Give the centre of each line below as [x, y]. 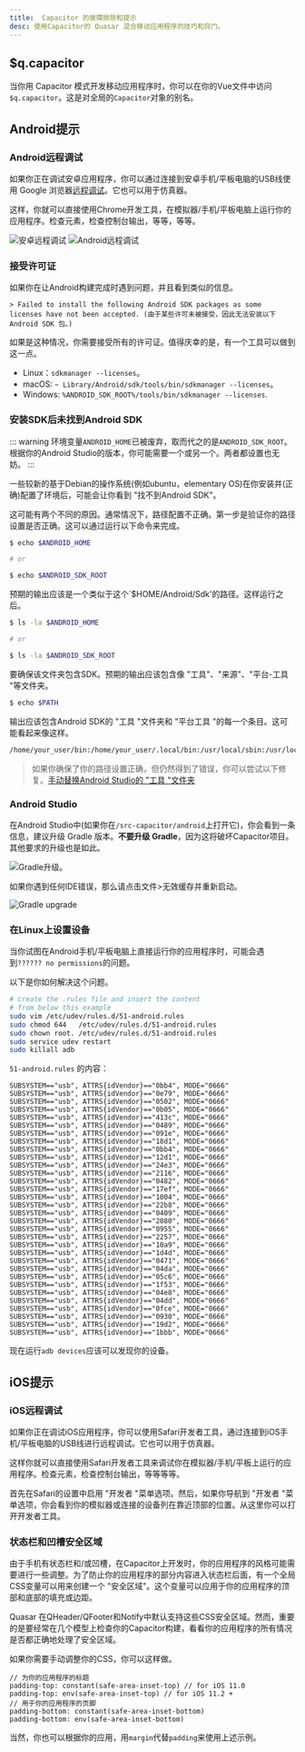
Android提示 [44, 129]
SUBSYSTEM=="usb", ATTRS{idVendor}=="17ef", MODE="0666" [119, 1190]
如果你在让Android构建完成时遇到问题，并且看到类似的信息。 [123, 288]
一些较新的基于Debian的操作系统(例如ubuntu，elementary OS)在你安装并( [148, 483]
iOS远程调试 [36, 1410]
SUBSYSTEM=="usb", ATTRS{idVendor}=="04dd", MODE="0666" [119, 1301]
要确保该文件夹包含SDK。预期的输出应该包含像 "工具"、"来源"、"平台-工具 [149, 673]
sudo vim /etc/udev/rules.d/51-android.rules [97, 1016]
